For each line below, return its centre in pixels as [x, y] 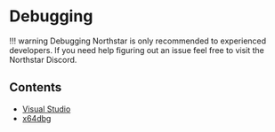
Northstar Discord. [43, 59]
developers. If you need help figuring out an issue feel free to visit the [137, 50]
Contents [36, 87]
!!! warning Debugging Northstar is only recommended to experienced [138, 41]
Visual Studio [46, 109]
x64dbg [36, 118]
